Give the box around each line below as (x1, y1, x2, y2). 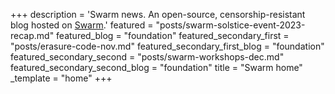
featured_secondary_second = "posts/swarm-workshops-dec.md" (10, 51, 285, 63)
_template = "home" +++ (10, 72, 113, 84)
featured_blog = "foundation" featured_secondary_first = (56, 30, 290, 41)
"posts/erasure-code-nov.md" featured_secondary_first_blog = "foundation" (10, 40, 325, 52)
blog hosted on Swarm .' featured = (10, 19, 154, 31)
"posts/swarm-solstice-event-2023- (155, 19, 306, 31)
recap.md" (10, 30, 55, 41)
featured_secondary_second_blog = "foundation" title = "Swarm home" (10, 62, 303, 73)
